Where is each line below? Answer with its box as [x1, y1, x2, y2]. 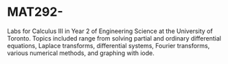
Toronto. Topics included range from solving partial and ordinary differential [7, 34, 222, 42]
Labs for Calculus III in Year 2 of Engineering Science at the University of [7, 27, 213, 35]
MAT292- [7, 4, 63, 20]
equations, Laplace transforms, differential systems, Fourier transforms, [7, 41, 210, 50]
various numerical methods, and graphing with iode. [7, 49, 155, 57]
